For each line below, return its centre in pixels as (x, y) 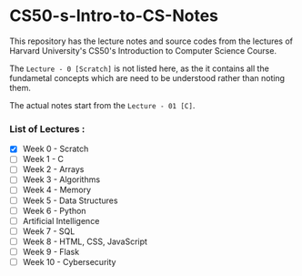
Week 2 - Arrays (53, 169)
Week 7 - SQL (49, 231)
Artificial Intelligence (61, 220)
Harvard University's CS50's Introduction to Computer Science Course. (143, 50)
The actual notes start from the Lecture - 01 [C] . (102, 105)
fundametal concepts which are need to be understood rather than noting (147, 77)
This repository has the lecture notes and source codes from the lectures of (151, 41)
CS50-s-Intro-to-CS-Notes (114, 16)
